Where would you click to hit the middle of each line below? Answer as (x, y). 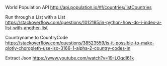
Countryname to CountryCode (36, 38)
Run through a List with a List (35, 17)
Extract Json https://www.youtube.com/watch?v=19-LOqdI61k (70, 58)
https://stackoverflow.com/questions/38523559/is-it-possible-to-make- (80, 43)
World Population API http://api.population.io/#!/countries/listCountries (78, 7)
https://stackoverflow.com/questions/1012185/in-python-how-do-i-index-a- (83, 22)
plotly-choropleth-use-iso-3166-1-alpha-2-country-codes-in (68, 48)
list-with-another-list (26, 28)
